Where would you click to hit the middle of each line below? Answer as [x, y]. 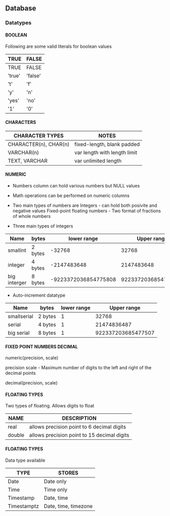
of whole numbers [32, 216]
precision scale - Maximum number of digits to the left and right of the [78, 368]
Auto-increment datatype [39, 295]
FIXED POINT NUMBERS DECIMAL [42, 346]
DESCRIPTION [79, 418]
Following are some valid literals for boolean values [59, 46]
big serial [19, 333]
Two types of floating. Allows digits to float [50, 406]
